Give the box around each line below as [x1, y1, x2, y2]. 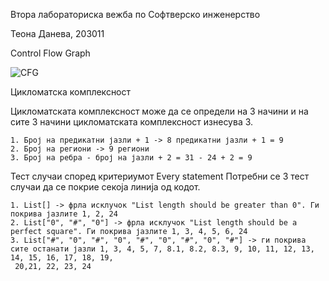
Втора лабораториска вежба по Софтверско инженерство [10, 9, 261, 20]
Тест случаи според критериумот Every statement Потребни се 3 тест [10, 170, 310, 182]
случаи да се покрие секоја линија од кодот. [10, 181, 201, 193]
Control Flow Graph [10, 47, 91, 59]
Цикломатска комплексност [10, 86, 132, 98]
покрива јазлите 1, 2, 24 [10, 209, 118, 219]
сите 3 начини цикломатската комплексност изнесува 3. [10, 116, 254, 128]
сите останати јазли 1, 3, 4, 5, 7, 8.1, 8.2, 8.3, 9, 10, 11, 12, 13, [10, 244, 315, 254]
